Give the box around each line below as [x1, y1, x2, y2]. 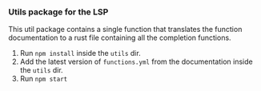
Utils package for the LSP [8, 6, 109, 18]
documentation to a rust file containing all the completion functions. [8, 33, 231, 42]
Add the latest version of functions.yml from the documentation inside [19, 57, 254, 66]
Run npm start [19, 74, 68, 84]
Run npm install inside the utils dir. [19, 49, 142, 58]
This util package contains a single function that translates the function [8, 25, 243, 34]
